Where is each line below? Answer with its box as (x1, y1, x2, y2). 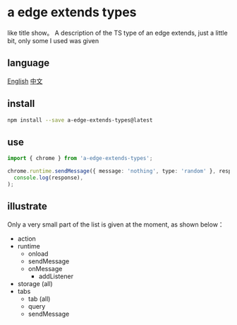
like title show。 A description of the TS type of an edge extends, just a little (7, 28, 228, 37)
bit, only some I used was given (7, 36, 99, 45)
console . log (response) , (13, 174, 83, 181)
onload (28, 249, 49, 258)
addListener (38, 272, 74, 280)
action (17, 234, 37, 243)
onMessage (28, 264, 63, 273)
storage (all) (17, 279, 53, 287)
